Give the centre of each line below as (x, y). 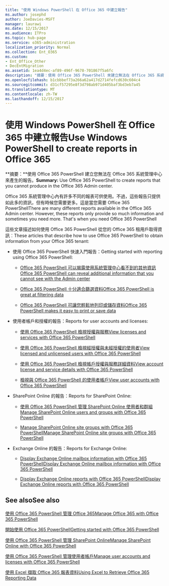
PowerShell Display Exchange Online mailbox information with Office (90, 464)
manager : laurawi (23, 24)
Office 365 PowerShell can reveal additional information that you (87, 273)
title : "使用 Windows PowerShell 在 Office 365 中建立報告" (66, 10)
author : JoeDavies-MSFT (30, 19)
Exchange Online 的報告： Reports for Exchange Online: (70, 449)
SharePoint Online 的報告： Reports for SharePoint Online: (72, 396)
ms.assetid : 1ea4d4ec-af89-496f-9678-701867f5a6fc (59, 71)
